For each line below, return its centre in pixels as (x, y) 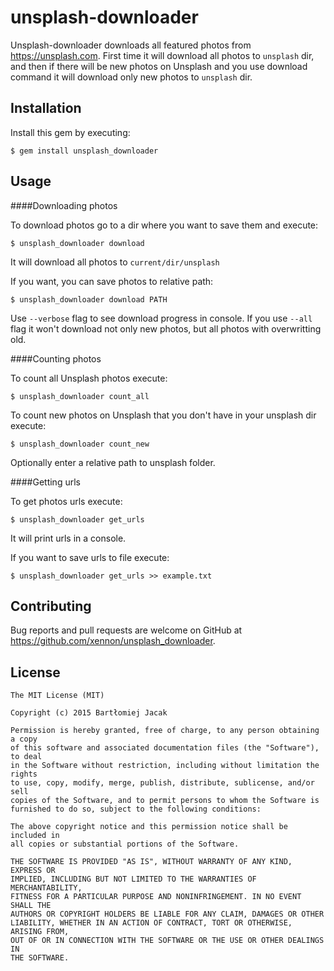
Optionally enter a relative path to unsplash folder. (113, 462)
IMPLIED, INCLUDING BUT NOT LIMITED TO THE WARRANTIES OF (133, 879)
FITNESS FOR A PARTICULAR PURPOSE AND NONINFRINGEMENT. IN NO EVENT (156, 897)
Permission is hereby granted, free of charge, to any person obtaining (165, 731)
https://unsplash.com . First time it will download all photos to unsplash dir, (162, 55)
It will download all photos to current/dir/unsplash (115, 262)
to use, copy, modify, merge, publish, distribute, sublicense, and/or (162, 783)
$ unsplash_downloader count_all (80, 396)
